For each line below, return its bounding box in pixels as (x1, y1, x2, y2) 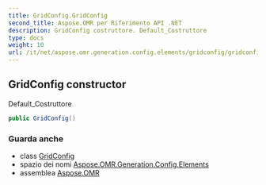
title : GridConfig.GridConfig (8, 11, 108, 20)
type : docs (8, 33, 44, 42)
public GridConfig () (8, 114, 77, 122)
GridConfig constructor (8, 78, 127, 91)
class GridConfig (19, 151, 75, 160)
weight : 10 (8, 41, 44, 49)
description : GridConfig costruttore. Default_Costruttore (8, 26, 207, 34)
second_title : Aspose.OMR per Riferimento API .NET (8, 19, 182, 27)
